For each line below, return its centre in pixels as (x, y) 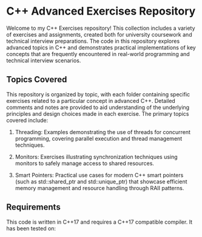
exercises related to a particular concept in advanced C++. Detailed (91, 101)
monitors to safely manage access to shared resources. (85, 163)
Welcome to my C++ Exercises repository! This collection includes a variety (101, 28)
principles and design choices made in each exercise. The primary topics (98, 113)
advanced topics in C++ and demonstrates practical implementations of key (101, 48)
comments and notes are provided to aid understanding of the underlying (98, 107)
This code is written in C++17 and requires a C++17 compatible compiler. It (99, 222)
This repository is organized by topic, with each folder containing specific (98, 94)
